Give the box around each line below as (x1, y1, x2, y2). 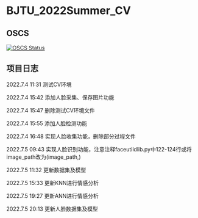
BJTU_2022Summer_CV (6, 4, 131, 18)
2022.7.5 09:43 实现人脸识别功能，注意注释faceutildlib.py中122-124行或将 (6, 145, 192, 153)
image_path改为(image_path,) (6, 153, 81, 161)
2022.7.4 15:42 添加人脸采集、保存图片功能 (6, 93, 115, 101)
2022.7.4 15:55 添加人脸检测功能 (6, 120, 88, 127)
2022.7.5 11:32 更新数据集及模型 (6, 166, 87, 173)
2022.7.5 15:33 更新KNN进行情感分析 (6, 179, 99, 186)
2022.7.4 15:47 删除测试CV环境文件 (6, 106, 96, 114)
